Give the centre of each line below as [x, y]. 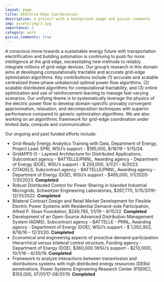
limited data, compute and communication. [48, 124]
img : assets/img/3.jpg [28, 23]
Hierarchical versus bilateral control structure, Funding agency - [77, 243]
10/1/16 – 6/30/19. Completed [42, 253]
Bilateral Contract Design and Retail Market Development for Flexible [82, 201]
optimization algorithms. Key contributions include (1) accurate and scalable [82, 77]
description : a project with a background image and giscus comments [78, 19]
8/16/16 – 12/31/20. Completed [43, 232]
